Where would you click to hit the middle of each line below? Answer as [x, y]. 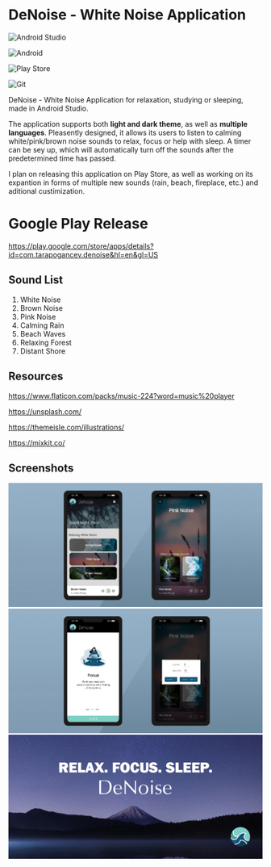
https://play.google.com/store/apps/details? [81, 246]
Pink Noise [38, 316]
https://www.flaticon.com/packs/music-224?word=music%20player [122, 396]
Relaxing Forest [46, 342]
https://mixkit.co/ [37, 442]
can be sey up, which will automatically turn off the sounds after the [121, 149]
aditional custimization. [47, 191]
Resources [36, 377]
